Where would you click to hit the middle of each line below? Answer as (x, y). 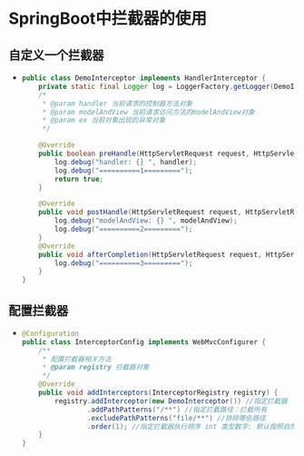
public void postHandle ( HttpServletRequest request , (140, 213)
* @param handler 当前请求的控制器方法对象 (117, 104)
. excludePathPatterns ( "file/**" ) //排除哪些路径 (177, 418)
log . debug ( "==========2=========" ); (124, 229)
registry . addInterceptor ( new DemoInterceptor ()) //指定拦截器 (171, 401)
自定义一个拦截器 (56, 55)
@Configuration (50, 333)
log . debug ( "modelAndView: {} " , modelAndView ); (146, 221)
